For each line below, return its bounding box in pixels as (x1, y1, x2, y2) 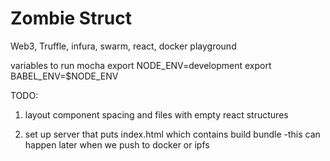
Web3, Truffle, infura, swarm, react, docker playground (10, 40, 237, 52)
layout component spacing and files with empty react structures (24, 108, 289, 121)
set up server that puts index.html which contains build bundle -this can (24, 128, 321, 140)
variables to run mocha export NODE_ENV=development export (10, 59, 272, 71)
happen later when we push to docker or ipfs (24, 138, 210, 151)
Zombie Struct (10, 7, 133, 30)
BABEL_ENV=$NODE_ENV (10, 70, 119, 82)
